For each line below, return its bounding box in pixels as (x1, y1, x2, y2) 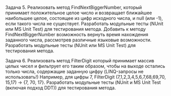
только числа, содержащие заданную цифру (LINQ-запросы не (5, 68, 144, 75)
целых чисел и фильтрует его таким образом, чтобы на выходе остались (5, 63, 165, 69)
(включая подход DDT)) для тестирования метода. (5, 85, 116, 91)
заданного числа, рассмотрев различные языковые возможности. (5, 37, 152, 43)
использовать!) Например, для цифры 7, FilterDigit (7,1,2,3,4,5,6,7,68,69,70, (5, 74, 166, 80)
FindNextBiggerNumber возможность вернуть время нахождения (5, 32, 148, 37)
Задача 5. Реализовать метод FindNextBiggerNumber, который (5, 5, 142, 10)
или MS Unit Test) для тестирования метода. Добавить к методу (5, 26, 146, 32)
